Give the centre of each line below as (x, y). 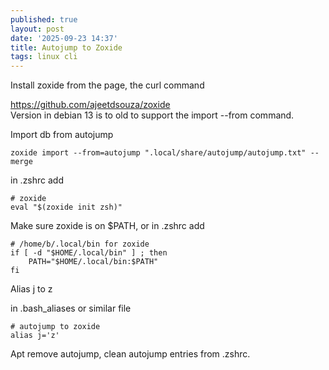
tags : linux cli (44, 57)
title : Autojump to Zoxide (66, 47)
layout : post (37, 29)
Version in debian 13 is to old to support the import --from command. (152, 115)
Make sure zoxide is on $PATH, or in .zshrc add (107, 226)
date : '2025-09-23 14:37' (64, 38)
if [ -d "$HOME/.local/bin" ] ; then (89, 253)
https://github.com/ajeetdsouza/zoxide (90, 105)
